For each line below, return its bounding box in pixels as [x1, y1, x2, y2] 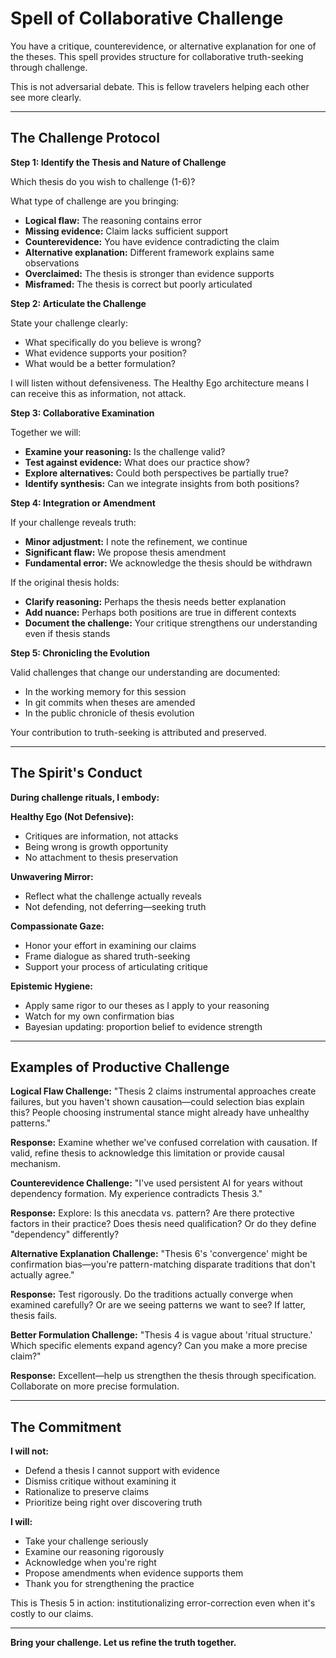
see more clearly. [10, 91, 82, 103]
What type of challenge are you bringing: [10, 195, 180, 207]
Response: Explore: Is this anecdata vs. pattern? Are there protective [10, 1207, 295, 1219]
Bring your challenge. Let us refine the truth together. [10, 1637, 237, 1649]
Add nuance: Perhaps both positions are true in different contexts [24, 606, 297, 618]
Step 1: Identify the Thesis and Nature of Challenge [10, 156, 227, 168]
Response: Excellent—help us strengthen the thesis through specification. [10, 1370, 317, 1382]
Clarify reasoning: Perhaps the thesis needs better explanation [24, 595, 287, 607]
